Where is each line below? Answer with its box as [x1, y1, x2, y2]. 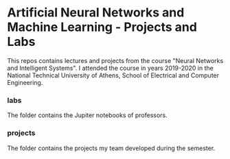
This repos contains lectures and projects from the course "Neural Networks [7, 56, 224, 64]
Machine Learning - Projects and [7, 19, 198, 35]
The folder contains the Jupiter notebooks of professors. [7, 111, 168, 119]
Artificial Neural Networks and [7, 5, 185, 21]
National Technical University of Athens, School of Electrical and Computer [7, 71, 220, 79]
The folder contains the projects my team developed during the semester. [7, 144, 216, 152]
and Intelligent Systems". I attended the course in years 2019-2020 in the [7, 64, 214, 72]
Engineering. [7, 78, 43, 86]
